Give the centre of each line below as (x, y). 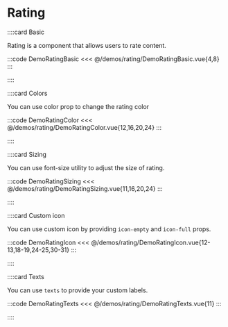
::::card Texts (26, 276)
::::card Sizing (27, 154)
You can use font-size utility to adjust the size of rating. (86, 167)
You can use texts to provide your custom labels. (78, 290)
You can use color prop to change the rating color (78, 106)
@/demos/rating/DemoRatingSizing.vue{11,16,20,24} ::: (85, 188)
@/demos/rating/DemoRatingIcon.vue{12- (151, 242)
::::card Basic (26, 32)
